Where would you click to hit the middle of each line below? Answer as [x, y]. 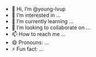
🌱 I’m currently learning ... [42, 21]
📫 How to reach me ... [38, 34]
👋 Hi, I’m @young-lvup [38, 9]
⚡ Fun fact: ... [27, 49]
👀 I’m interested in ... [36, 15]
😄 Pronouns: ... [30, 42]
